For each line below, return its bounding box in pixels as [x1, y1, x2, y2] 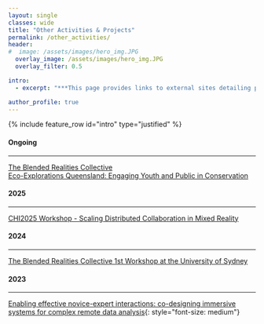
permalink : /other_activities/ [8, 33, 111, 42]
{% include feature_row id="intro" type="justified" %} [8, 119, 182, 129]
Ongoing [8, 137, 38, 147]
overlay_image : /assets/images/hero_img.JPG [15, 56, 163, 64]
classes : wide [8, 19, 55, 27]
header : [8, 41, 34, 49]
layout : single [8, 11, 58, 20]
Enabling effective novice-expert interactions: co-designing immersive [8, 299, 236, 308]
